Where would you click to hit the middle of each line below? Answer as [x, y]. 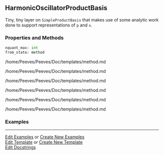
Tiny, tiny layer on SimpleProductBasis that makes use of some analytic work [82, 20]
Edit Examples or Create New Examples [45, 137]
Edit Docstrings [20, 147]
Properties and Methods [34, 38]
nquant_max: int [21, 48]
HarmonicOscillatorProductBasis [56, 8]
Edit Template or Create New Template [44, 142]
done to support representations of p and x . [49, 25]
